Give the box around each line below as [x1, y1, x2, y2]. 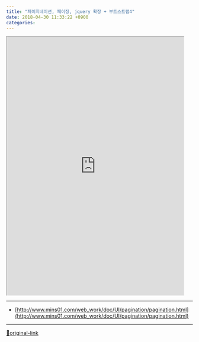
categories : [6, 20, 36, 25]
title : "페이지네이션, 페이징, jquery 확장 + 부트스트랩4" [6, 8, 135, 15]
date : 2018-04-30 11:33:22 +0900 [6, 14, 89, 20]
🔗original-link [6, 330, 39, 337]
